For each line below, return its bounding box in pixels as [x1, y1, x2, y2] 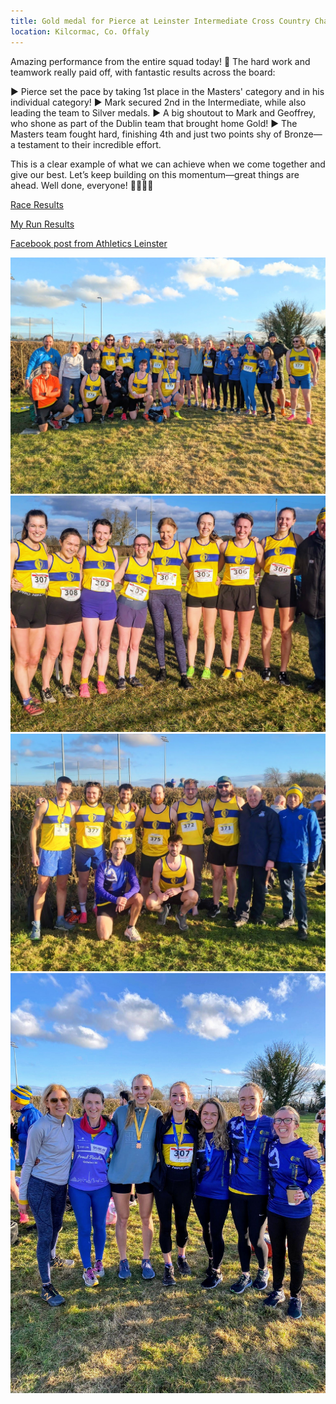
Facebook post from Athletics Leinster [10, 237, 168, 249]
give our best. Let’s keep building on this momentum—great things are [10, 168, 300, 180]
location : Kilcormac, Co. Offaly [10, 26, 150, 37]
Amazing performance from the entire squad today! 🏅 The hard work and [10, 55, 311, 67]
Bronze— [284, 128, 323, 140]
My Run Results [10, 218, 75, 230]
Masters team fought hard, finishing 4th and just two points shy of [10, 128, 283, 140]
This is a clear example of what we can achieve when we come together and [10, 158, 326, 170]
